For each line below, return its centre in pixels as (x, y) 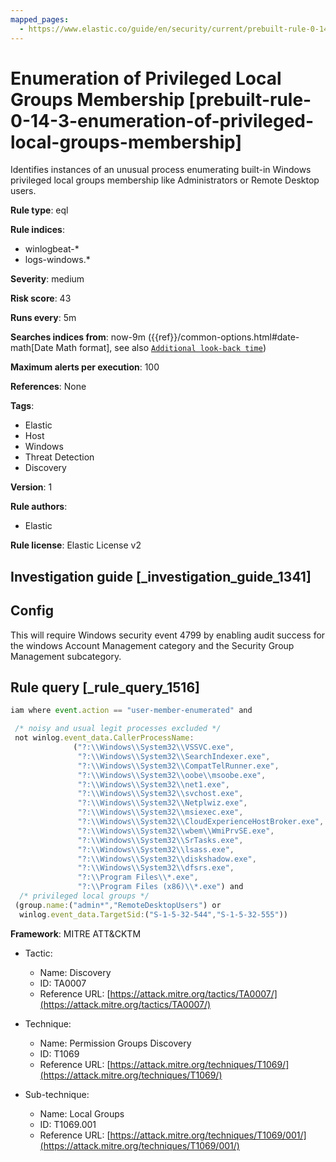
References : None (48, 387)
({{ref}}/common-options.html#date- (223, 337)
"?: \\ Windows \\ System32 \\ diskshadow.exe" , (167, 859)
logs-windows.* (57, 260)
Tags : (22, 406)
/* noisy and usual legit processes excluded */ (118, 729)
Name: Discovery (75, 972)
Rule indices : (37, 230)
